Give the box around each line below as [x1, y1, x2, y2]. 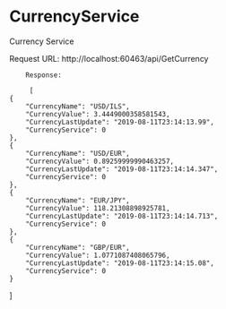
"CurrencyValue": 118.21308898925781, [25, 203, 170, 212]
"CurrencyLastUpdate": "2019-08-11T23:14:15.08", [25, 258, 215, 268]
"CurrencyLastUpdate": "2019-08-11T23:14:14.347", [25, 164, 219, 174]
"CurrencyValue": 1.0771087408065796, [25, 251, 170, 260]
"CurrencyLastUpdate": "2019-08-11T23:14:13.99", [25, 117, 215, 126]
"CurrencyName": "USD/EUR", [25, 149, 130, 158]
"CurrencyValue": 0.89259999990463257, [25, 157, 175, 166]
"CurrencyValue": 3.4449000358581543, [25, 109, 170, 118]
